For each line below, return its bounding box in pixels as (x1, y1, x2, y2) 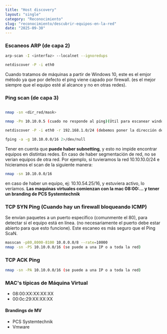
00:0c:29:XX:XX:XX (12, 296, 53, 302)
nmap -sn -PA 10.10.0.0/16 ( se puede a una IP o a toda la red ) (5, 268, 141, 273)
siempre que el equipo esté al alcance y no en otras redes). (5, 82, 127, 88)
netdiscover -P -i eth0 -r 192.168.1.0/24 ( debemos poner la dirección (5, 128, 157, 133)
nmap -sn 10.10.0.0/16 (5, 171, 52, 176)
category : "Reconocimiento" (5, 16, 64, 21)
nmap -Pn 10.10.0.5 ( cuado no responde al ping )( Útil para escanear (5, 119, 150, 124)
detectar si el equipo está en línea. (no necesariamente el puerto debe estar (5, 220, 161, 226)
